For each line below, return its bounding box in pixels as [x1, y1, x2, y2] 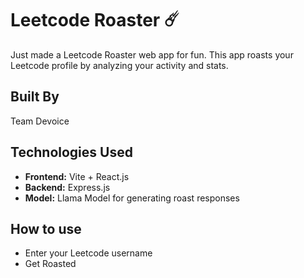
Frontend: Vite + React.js [24, 170, 130, 182]
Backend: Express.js [24, 181, 111, 193]
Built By [10, 88, 60, 106]
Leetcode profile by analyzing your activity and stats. [10, 59, 229, 71]
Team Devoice [10, 115, 70, 127]
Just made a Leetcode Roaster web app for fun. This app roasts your [10, 48, 294, 61]
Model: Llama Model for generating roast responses [24, 192, 240, 204]
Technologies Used [10, 144, 133, 161]
